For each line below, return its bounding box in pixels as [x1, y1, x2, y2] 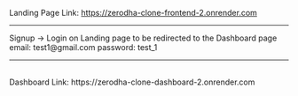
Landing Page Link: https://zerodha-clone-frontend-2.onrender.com [9, 8, 257, 18]
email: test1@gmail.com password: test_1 [9, 42, 158, 52]
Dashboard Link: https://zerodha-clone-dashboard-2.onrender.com [9, 77, 255, 87]
